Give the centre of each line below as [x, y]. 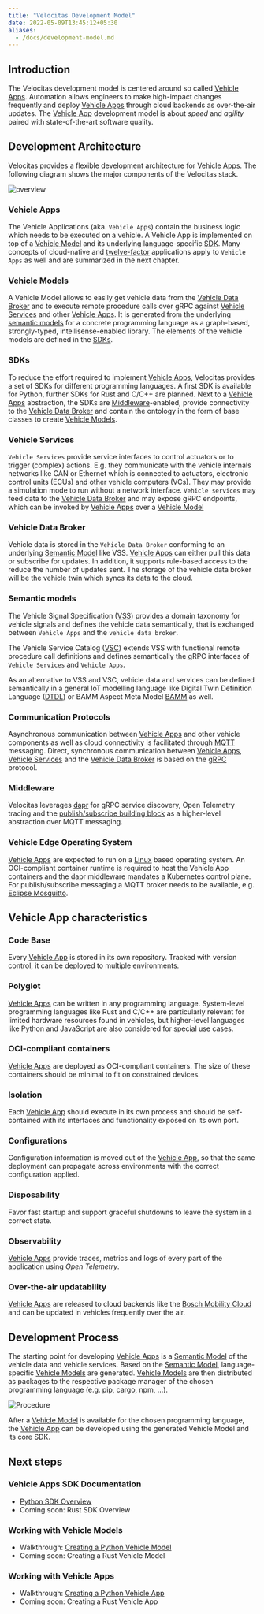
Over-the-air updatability [58, 1287]
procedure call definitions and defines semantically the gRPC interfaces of [129, 656]
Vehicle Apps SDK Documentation [75, 1484]
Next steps [35, 1462]
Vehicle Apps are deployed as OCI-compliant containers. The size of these [129, 1065]
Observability [35, 1240]
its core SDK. [30, 1437]
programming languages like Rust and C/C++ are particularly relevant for [126, 1012]
